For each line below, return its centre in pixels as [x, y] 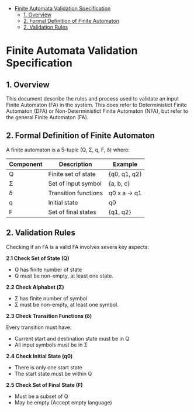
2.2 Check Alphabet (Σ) [35, 287]
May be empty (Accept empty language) [63, 402]
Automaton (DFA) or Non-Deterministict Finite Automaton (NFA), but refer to [97, 111]
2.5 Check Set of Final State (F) [44, 385]
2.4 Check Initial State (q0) [39, 356]
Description [75, 164]
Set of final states [72, 212]
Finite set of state [72, 174]
